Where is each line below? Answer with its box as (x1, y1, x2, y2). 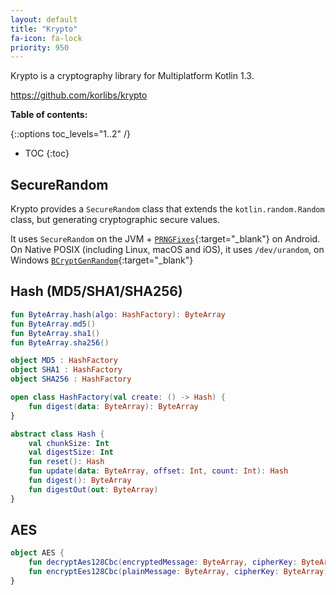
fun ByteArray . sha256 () (10, 337, 110, 348)
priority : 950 (10, 42, 70, 53)
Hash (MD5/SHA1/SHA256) (10, 283, 183, 300)
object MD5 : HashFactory (10, 356, 118, 366)
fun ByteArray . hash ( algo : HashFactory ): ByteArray (10, 309, 226, 320)
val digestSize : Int (28, 447, 114, 458)
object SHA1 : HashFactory (10, 365, 123, 375)
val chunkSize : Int (28, 438, 110, 448)
